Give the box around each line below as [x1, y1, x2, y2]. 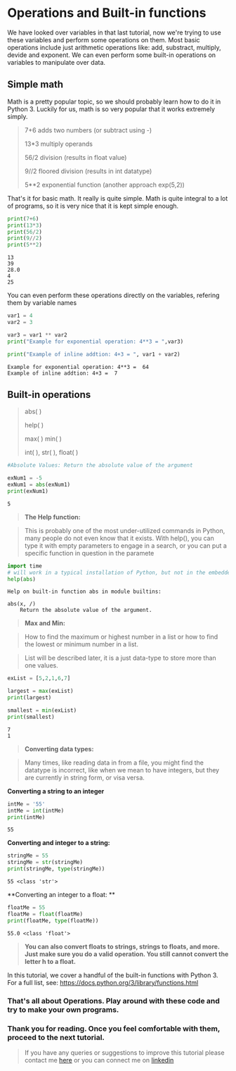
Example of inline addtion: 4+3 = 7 [7, 370, 118, 377]
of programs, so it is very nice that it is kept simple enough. [7, 201, 179, 210]
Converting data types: [24, 744, 94, 753]
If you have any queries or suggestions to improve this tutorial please [24, 1048, 225, 1057]
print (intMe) [7, 813, 46, 821]
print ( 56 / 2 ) [7, 228, 42, 235]
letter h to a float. [24, 957, 76, 965]
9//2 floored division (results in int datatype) [24, 167, 152, 175]
